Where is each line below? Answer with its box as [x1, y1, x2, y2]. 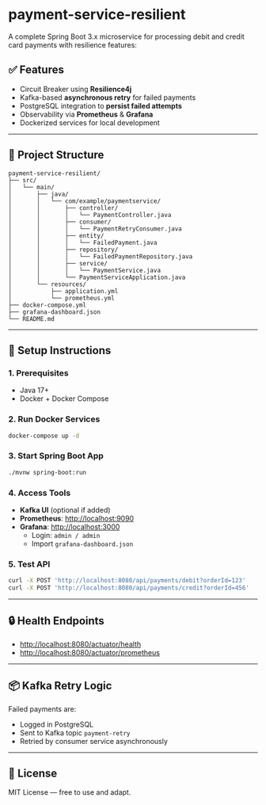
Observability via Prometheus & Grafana [19, 109, 154, 119]
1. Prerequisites [8, 367, 69, 378]
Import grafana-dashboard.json [31, 539, 134, 548]
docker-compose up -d [8, 432, 80, 440]
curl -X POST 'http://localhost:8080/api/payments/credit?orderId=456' [8, 584, 249, 592]
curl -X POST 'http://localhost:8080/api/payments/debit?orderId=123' [8, 577, 246, 585]
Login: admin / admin [31, 530, 101, 540]
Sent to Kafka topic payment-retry [19, 727, 131, 738]
